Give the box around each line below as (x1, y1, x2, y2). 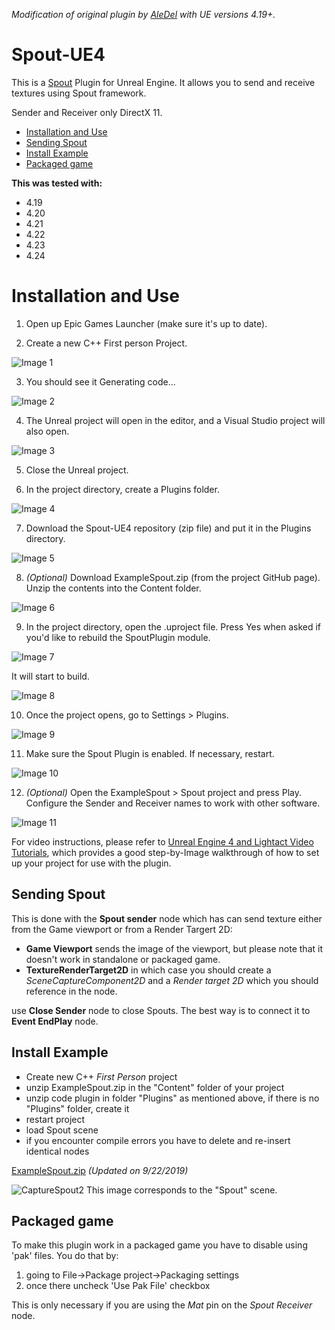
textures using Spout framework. (11, 87, 147, 99)
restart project (25, 1113, 86, 1125)
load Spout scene (25, 1124, 99, 1136)
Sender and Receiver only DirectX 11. (11, 106, 163, 118)
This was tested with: (11, 177, 103, 189)
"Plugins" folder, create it (25, 1102, 130, 1114)
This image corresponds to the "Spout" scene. (86, 1184, 278, 1196)
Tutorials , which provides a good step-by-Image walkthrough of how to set (11, 846, 320, 858)
